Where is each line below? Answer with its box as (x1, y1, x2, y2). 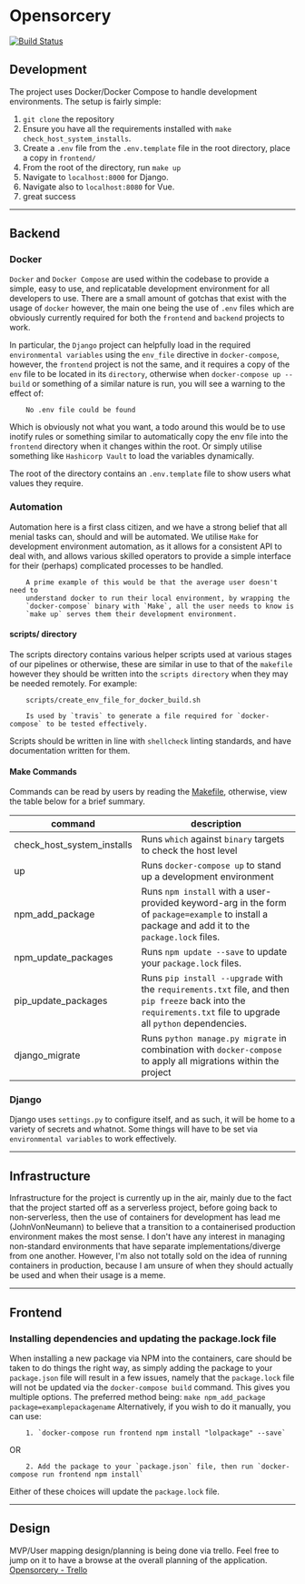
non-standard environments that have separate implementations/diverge (9, 1241, 281, 1252)
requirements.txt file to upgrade (141, 1006, 280, 1019)
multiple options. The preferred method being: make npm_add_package (9, 1391, 266, 1402)
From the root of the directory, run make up (22, 161, 182, 173)
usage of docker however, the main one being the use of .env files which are (9, 302, 295, 314)
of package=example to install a (141, 908, 269, 920)
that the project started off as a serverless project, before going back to (9, 1203, 278, 1213)
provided (141, 897, 180, 909)
